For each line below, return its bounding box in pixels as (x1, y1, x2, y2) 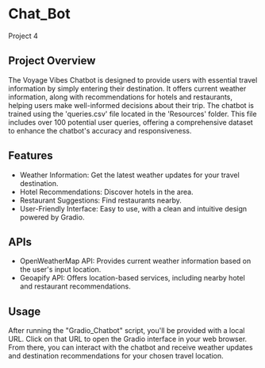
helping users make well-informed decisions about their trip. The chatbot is (8, 100, 254, 110)
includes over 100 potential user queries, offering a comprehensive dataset (8, 117, 254, 127)
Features (8, 149, 53, 163)
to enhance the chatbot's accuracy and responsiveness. (8, 126, 192, 135)
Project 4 (8, 31, 38, 41)
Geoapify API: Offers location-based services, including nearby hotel (19, 273, 246, 283)
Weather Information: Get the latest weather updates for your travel (19, 170, 240, 180)
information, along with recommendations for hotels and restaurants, (8, 92, 232, 102)
